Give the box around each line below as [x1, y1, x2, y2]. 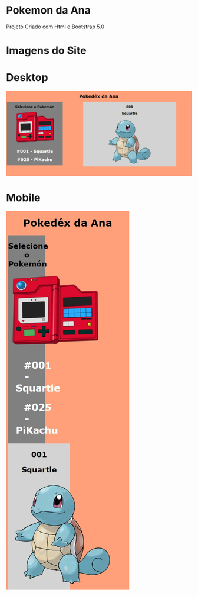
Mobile [6, 191, 41, 205]
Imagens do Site [6, 44, 87, 57]
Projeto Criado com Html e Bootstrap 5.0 [6, 23, 105, 30]
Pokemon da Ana [6, 4, 91, 17]
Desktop [6, 71, 48, 85]
